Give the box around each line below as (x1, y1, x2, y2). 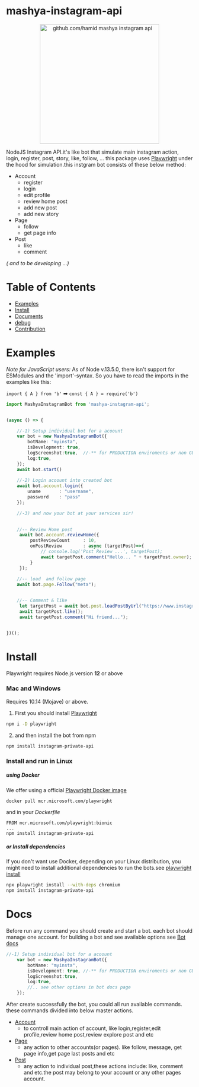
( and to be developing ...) (6, 259, 69, 266)
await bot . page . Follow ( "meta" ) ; (17, 581, 97, 588)
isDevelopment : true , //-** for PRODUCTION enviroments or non (27, 968, 187, 974)
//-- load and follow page (17, 576, 86, 582)
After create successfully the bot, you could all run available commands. (6, 1001, 182, 1008)
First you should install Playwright (14, 709, 97, 716)
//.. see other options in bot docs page (27, 984, 131, 990)
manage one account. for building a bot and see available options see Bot (6, 933, 186, 941)
